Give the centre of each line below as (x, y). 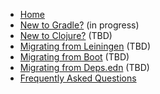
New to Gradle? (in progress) (79, 25)
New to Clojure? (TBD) (66, 35)
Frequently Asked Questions (78, 78)
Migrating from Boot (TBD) (74, 57)
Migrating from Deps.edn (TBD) (84, 67)
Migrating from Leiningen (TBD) (85, 46)
